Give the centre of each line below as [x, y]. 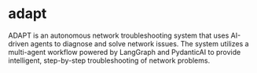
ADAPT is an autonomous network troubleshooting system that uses [119, 35]
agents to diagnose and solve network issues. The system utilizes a [140, 43]
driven [18, 43]
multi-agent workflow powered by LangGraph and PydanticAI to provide [125, 52]
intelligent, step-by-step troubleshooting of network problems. [109, 60]
